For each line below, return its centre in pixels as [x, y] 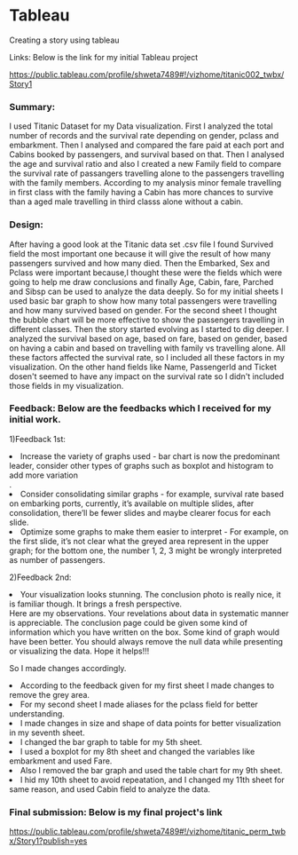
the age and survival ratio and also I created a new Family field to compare [145, 164]
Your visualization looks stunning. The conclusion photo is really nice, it [151, 594]
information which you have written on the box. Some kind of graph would [145, 632]
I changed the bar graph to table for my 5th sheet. [111, 741]
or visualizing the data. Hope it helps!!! [79, 651]
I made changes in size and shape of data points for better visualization [151, 723]
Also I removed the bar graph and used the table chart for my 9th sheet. [152, 770]
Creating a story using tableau [64, 40]
